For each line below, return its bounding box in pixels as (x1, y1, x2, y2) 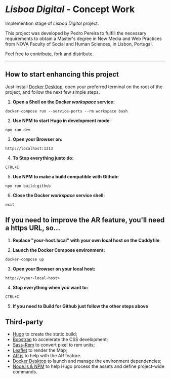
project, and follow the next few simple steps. (5, 89, 100, 95)
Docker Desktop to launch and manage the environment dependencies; (12, 358, 162, 364)
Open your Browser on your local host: (12, 266, 96, 272)
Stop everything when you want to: (12, 284, 89, 290)
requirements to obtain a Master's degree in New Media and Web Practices (5, 35, 162, 42)
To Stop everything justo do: (12, 155, 74, 161)
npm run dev (5, 127, 30, 132)
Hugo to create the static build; (12, 331, 77, 337)
